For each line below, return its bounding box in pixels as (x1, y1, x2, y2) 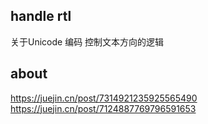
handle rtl (10, 8, 72, 25)
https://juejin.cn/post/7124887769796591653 (10, 102, 197, 114)
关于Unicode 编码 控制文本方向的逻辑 (10, 35, 165, 48)
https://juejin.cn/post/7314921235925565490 (10, 92, 198, 104)
